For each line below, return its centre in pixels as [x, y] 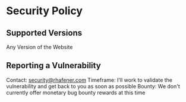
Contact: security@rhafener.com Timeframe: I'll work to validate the [89, 80]
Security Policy [45, 11]
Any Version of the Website [40, 47]
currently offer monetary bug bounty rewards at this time [76, 93]
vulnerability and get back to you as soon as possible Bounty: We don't [93, 86]
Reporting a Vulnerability [53, 66]
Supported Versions [44, 33]
